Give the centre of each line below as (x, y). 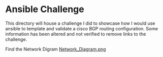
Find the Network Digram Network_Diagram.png (56, 49)
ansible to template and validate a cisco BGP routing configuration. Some (82, 28)
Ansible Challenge (45, 9)
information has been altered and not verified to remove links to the (76, 34)
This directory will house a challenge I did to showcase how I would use (80, 23)
